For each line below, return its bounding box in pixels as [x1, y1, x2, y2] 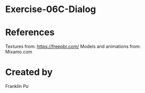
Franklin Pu [5, 83, 29, 89]
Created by [5, 67, 53, 78]
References [5, 27, 55, 38]
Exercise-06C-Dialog [5, 4, 96, 15]
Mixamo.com [5, 49, 32, 55]
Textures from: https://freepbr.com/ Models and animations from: [5, 43, 141, 50]
